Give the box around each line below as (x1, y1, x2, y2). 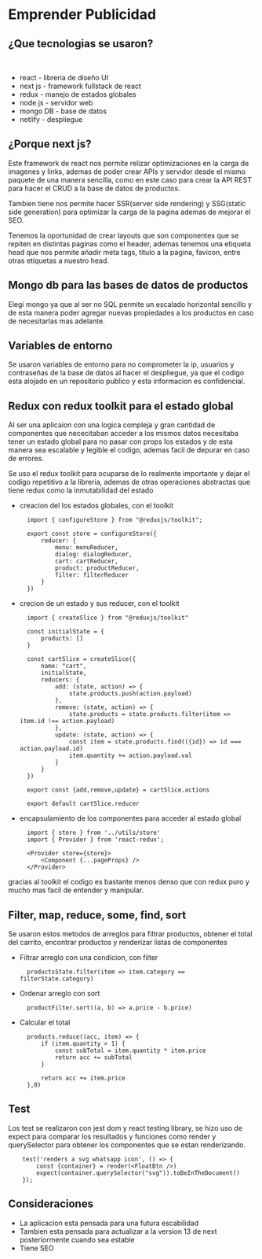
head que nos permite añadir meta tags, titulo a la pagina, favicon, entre (8, 247, 241, 257)
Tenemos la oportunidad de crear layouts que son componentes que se (8, 231, 239, 240)
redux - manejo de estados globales (19, 90, 136, 99)
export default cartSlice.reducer (27, 800, 140, 808)
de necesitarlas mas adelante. (8, 316, 105, 326)
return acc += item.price (40, 1074, 126, 1083)
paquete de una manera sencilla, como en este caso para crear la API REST (8, 175, 253, 184)
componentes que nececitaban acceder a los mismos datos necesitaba (8, 429, 239, 438)
